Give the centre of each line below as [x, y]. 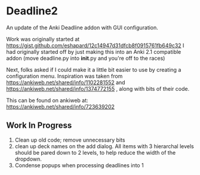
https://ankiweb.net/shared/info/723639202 [61, 106]
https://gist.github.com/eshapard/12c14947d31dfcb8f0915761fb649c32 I [95, 45]
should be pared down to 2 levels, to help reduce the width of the [95, 152]
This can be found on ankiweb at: [47, 100]
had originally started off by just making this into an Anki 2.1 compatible [94, 51]
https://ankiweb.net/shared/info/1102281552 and [66, 82]
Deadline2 [32, 11]
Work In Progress [39, 126]
